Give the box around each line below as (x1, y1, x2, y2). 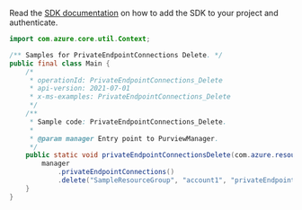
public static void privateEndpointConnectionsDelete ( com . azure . (25, 151, 276, 160)
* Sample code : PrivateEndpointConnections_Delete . (29, 117, 227, 127)
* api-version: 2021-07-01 (29, 84, 130, 93)
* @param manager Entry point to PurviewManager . (29, 134, 219, 143)
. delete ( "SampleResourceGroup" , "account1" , (57, 176, 227, 185)
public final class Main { (9, 58, 111, 68)
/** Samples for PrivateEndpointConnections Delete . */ (9, 50, 223, 59)
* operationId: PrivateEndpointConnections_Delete (29, 75, 223, 84)
